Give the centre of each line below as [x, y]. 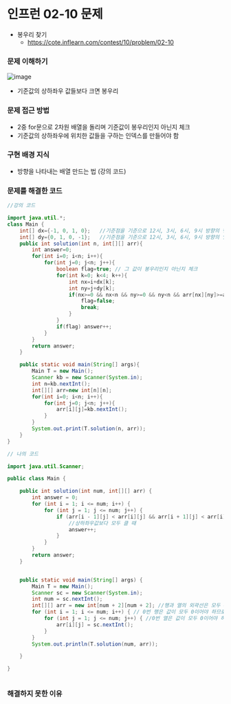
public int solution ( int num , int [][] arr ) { [86, 491]
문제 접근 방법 [29, 111]
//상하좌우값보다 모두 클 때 [102, 523]
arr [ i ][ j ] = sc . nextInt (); [95, 625]
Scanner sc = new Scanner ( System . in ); [87, 593]
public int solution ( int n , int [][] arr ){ [81, 244]
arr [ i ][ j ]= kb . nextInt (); [92, 409]
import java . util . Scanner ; [46, 466]
